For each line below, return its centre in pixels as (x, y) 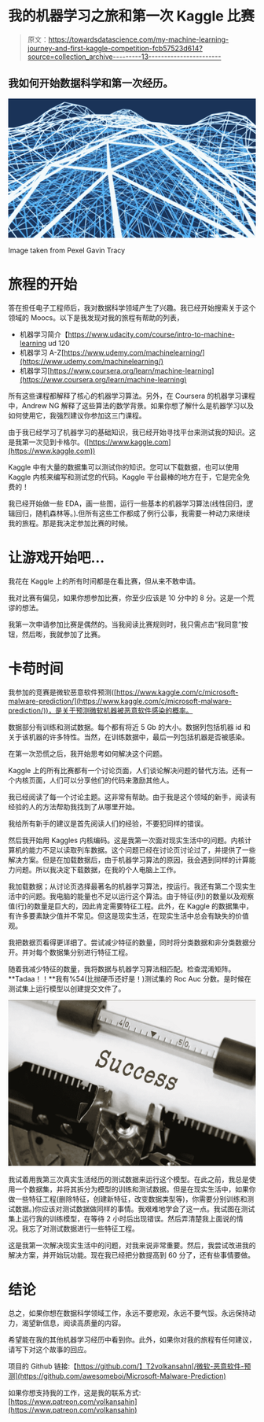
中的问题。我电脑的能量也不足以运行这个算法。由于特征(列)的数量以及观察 (134, 897)
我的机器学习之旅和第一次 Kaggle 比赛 (132, 16)
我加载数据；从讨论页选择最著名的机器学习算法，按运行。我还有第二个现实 (128, 886)
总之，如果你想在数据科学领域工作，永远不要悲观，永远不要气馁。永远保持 (128, 1313)
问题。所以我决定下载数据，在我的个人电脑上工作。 (97, 870)
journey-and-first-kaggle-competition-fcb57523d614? (115, 48)
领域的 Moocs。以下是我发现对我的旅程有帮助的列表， (96, 318)
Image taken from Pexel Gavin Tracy (67, 251)
